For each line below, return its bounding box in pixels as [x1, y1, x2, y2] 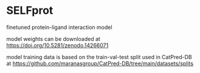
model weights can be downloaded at [6, 35, 100, 42]
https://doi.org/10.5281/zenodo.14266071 [6, 42, 109, 49]
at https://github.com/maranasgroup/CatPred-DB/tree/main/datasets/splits [6, 60, 193, 67]
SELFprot [6, 4, 53, 17]
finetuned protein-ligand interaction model [6, 24, 112, 31]
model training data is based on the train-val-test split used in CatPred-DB [6, 53, 193, 60]
